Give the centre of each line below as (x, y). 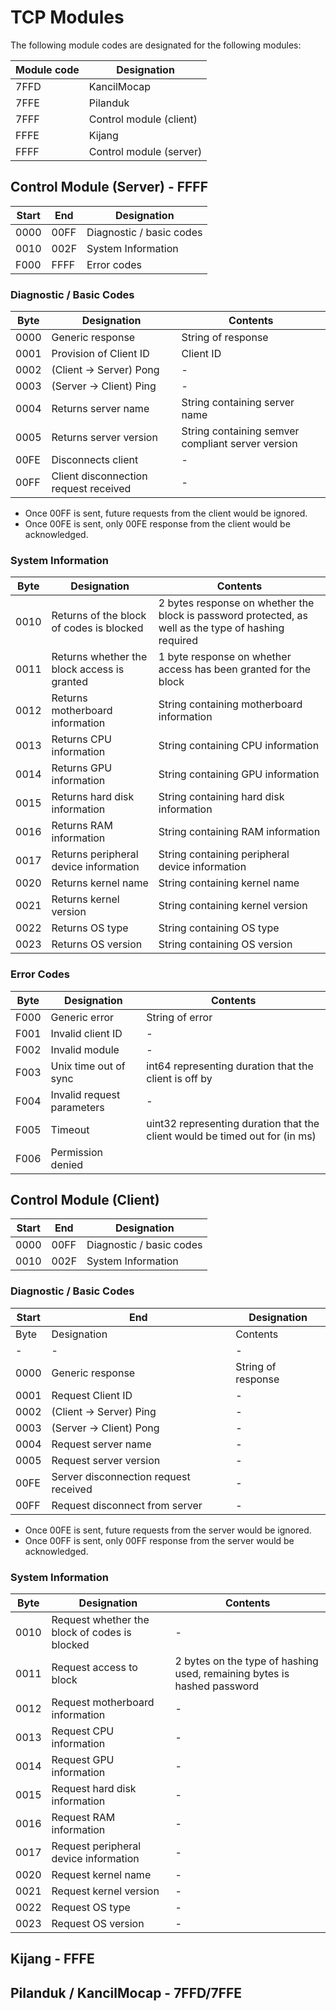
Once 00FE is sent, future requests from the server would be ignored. (168, 1530)
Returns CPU (81, 739)
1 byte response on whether (225, 657)
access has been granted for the (235, 669)
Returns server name (100, 409)
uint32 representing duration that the (233, 1123)
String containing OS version (225, 944)
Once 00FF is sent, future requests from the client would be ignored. (166, 513)
